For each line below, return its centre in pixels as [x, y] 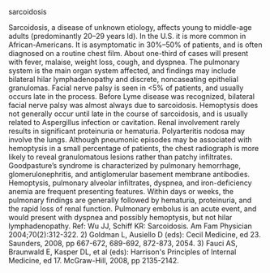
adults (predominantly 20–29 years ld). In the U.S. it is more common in [127, 36]
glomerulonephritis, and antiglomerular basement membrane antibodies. [129, 174]
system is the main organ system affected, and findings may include [122, 71]
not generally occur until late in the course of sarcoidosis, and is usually [129, 114]
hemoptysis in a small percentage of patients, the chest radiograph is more [134, 148]
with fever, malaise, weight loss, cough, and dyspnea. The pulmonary [124, 62]
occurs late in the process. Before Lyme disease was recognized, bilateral [132, 96]
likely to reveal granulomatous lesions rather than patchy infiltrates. [121, 157]
